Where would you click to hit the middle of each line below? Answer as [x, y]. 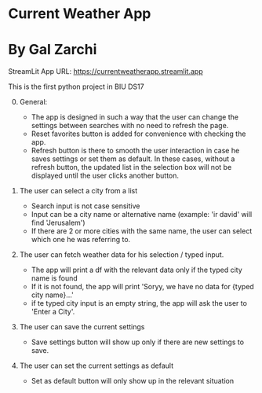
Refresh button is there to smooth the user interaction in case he [135, 151]
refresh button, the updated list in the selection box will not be [131, 167]
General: [33, 102]
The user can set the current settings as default [96, 365]
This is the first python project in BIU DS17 [76, 86]
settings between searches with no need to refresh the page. [130, 126]
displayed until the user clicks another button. [105, 176]
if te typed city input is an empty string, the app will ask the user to [139, 303]
